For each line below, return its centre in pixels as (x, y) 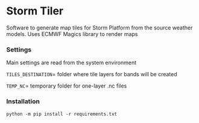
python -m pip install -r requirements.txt (62, 114)
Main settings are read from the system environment (71, 63)
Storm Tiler (35, 11)
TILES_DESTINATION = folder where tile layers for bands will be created (92, 74)
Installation (23, 101)
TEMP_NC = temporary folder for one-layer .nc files (67, 86)
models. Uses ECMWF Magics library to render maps (72, 34)
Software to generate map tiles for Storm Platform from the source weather (99, 28)
